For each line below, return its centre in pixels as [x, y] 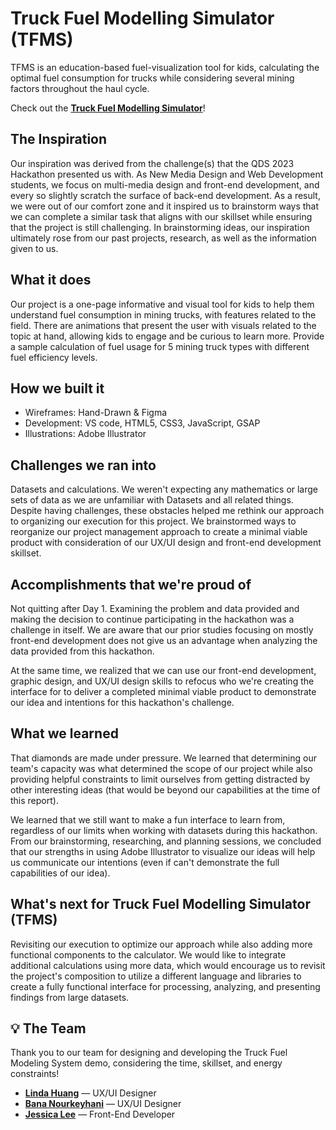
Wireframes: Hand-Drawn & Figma [96, 413]
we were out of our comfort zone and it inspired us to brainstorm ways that [165, 206]
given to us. [34, 248]
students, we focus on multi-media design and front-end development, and [165, 184]
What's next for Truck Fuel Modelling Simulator [160, 904]
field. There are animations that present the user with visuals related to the [163, 325]
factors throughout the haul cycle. [80, 88]
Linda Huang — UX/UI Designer [90, 1093]
